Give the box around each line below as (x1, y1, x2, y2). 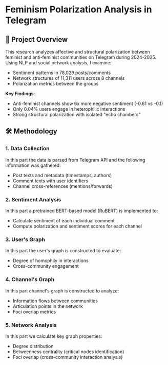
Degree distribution (12, 343, 54, 349)
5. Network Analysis (5, 321, 57, 328)
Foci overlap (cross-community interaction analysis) (12, 354, 123, 360)
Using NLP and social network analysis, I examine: (5, 60, 112, 65)
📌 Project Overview (5, 35, 68, 44)
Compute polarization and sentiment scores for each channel (12, 223, 142, 229)
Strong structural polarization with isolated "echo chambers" (12, 112, 141, 117)
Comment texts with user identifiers (12, 178, 89, 184)
